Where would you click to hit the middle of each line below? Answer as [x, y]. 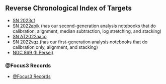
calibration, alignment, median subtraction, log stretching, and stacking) [87, 31]
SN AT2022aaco [29, 36]
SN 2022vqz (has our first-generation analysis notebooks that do [80, 42]
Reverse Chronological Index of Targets [69, 8]
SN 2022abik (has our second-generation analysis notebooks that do [84, 26]
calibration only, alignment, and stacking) [55, 47]
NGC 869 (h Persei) [33, 52]
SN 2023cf [24, 20]
